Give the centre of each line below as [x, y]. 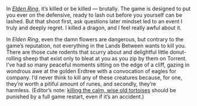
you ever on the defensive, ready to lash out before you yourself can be [94, 15]
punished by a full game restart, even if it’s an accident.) [75, 96]
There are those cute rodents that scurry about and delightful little [87, 52]
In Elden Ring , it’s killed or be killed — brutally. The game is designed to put [98, 9]
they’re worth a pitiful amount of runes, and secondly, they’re [81, 84]
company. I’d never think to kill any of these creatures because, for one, [94, 78]
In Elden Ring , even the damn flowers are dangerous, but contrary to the [95, 39]
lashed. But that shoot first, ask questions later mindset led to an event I [94, 21]
